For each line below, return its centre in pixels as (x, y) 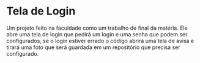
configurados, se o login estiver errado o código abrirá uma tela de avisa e (100, 41)
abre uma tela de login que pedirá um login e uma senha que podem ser (97, 34)
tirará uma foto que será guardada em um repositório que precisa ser (93, 47)
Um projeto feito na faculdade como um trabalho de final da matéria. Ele (97, 28)
